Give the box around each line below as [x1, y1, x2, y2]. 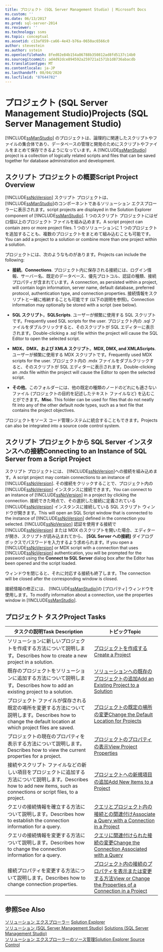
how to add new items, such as [7, 782, 78, 789]
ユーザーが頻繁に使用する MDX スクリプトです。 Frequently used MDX [12, 352, 152, 357]
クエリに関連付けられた [94, 832, 148, 839]
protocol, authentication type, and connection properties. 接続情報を [12, 290, 149, 296]
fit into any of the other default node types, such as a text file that [12, 402, 144, 408]
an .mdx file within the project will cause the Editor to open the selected [12, 369, 155, 375]
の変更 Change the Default [94, 711, 153, 718]
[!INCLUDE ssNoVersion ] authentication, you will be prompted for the [5, 550, 142, 556]
